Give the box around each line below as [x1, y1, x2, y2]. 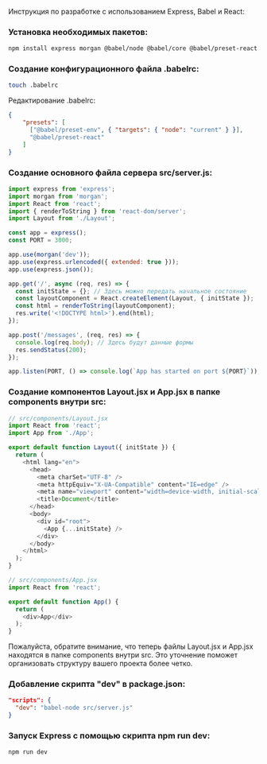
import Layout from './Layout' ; [8, 215, 115, 223]
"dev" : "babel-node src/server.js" [15, 704, 133, 712]
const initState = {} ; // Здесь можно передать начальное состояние [15, 287, 247, 295]
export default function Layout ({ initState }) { [8, 444, 176, 452]
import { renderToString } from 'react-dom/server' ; [8, 207, 187, 215]
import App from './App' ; [8, 429, 94, 437]
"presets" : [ [22, 118, 66, 126]
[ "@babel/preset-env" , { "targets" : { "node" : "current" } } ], [29, 126, 244, 134]
